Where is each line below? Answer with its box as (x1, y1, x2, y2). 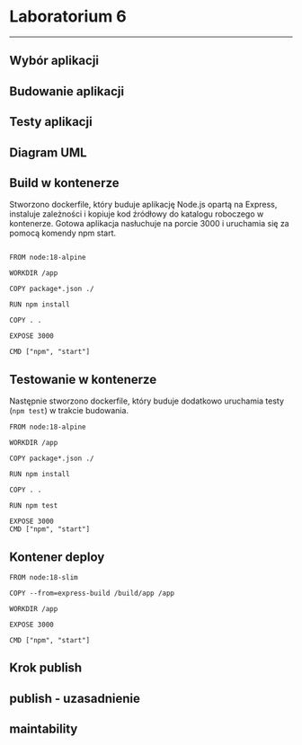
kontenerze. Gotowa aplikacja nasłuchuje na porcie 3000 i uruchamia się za (9, 218, 289, 229)
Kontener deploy (9, 549, 105, 564)
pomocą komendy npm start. (9, 227, 117, 239)
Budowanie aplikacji (9, 84, 124, 99)
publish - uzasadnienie (9, 690, 141, 706)
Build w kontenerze (9, 175, 120, 191)
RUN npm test (9, 501, 58, 510)
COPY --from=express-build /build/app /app (9, 589, 175, 598)
